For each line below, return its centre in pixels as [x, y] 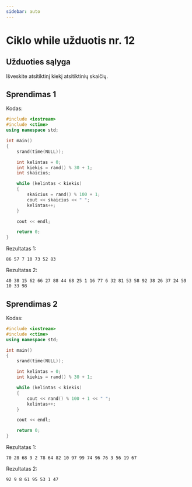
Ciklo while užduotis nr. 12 [71, 40]
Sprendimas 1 [31, 95]
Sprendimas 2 [32, 304]
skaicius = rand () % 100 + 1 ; [64, 195]
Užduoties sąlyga [39, 62]
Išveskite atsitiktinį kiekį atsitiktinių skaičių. [57, 76]
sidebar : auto [23, 11]
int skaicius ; [34, 173]
